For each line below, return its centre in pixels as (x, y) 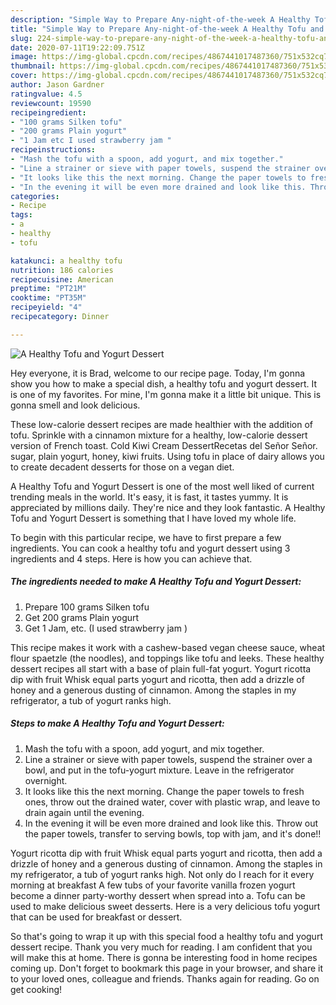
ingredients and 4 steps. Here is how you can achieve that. (131, 558)
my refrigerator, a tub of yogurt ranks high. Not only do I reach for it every (162, 874)
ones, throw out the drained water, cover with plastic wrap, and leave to (172, 802)
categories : (35, 196)
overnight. (46, 780)
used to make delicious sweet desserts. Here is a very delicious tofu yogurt (165, 906)
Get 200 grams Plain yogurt (82, 617)
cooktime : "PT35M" (48, 298)
